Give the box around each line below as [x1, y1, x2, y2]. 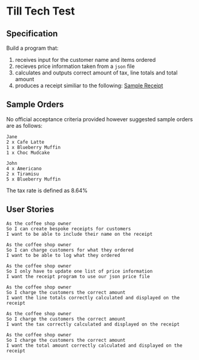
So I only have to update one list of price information [6, 268, 153, 274]
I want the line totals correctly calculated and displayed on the [6, 295, 180, 301]
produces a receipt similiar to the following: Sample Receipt [15, 82, 163, 89]
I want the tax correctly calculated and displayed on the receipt [6, 321, 180, 327]
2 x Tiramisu [6, 171, 39, 177]
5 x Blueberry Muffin [6, 176, 61, 182]
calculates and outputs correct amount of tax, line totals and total [15, 69, 178, 76]
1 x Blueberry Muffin [6, 144, 61, 150]
